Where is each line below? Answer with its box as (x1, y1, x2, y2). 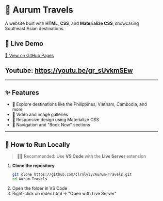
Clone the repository (12, 163, 55, 169)
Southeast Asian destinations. (5, 25, 65, 31)
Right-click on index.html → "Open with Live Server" (12, 190, 117, 196)
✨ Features (5, 88, 39, 96)
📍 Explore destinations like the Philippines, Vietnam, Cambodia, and (12, 101, 147, 107)
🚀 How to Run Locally (5, 140, 70, 149)
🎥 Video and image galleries (12, 111, 68, 118)
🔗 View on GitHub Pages (5, 52, 54, 58)
